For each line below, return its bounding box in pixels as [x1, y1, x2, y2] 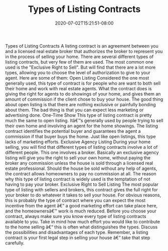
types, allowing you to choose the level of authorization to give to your [5, 69, 150, 76]
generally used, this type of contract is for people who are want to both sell [5, 80, 161, 86]
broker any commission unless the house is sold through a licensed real [5, 160, 153, 166]
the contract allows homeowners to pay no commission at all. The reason [5, 170, 156, 176]
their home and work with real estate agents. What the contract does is [5, 85, 152, 91]
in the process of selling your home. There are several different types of [5, 54, 154, 60]
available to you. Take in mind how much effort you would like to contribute [5, 218, 160, 224]
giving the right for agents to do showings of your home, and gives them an [5, 91, 161, 97]
